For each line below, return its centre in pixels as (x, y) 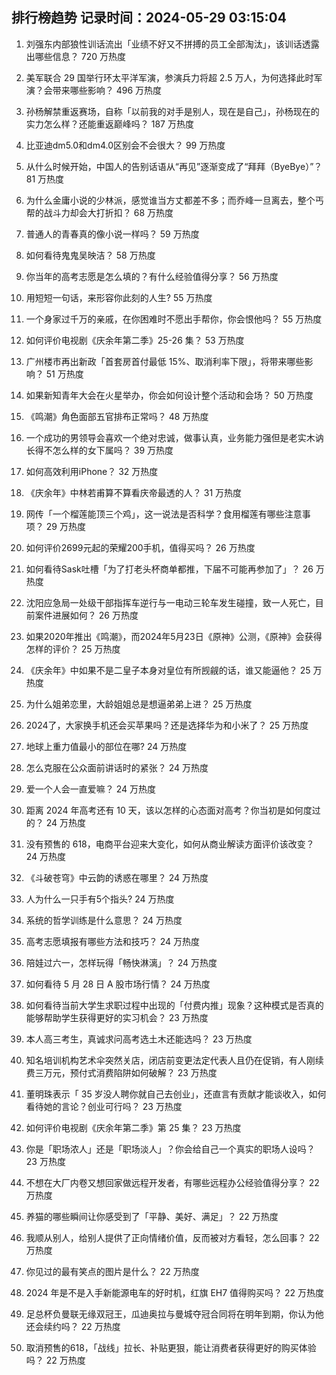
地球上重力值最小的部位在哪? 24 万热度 (106, 746)
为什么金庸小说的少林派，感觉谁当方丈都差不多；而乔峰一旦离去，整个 (170, 200)
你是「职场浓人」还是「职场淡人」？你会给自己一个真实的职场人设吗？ (170, 1149)
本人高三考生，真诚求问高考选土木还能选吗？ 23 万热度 (139, 1039)
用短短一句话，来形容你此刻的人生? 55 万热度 (119, 297)
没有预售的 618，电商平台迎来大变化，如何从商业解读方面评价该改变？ (170, 844)
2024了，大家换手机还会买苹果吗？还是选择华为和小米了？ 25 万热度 (167, 725)
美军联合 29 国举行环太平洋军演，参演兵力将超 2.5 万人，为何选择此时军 (174, 77)
